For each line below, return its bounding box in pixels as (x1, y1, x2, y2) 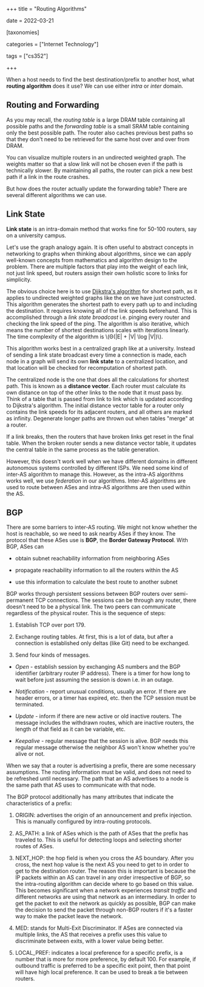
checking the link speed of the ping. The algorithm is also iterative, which (6, 319, 189, 327)
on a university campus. (6, 231, 67, 239)
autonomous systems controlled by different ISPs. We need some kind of (6, 464, 189, 471)
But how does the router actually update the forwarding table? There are (6, 185, 187, 192)
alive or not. (15, 750, 46, 758)
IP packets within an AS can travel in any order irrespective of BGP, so (15, 874, 191, 881)
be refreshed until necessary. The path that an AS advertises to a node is (6, 775, 189, 783)
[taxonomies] (6, 29, 39, 36)
